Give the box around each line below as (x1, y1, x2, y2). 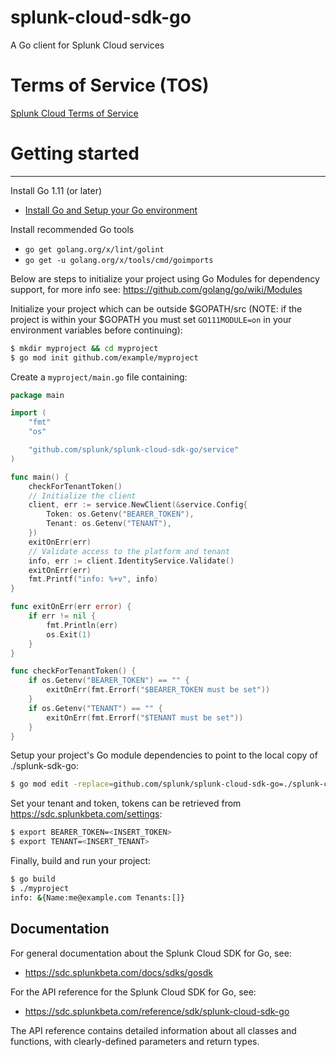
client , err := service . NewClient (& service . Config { (28, 500, 248, 510)
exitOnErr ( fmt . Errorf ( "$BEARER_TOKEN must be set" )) (46, 685, 271, 695)
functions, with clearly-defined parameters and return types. (10, 1035, 260, 1047)
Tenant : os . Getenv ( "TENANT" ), (46, 519, 172, 529)
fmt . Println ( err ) (46, 620, 118, 630)
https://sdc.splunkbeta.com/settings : (10, 808, 163, 820)
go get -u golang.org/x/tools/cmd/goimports (24, 255, 214, 265)
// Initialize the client (28, 491, 137, 501)
